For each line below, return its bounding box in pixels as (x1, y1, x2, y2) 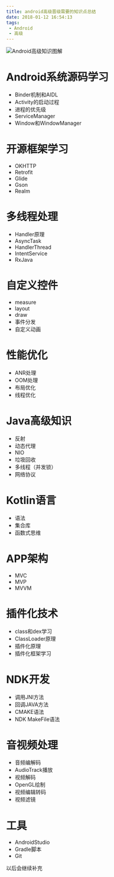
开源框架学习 (6, 142, 69, 156)
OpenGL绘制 (14, 781, 45, 788)
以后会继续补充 (6, 865, 43, 872)
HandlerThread (14, 243, 52, 251)
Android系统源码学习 (6, 70, 109, 84)
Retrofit (14, 169, 33, 176)
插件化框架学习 (14, 649, 51, 657)
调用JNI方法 (14, 693, 44, 700)
